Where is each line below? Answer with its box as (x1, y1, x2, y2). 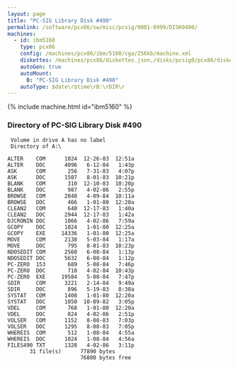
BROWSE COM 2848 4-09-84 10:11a (7, 193, 135, 200)
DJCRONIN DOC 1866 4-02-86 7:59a (7, 217, 135, 224)
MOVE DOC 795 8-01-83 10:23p (7, 242, 135, 249)
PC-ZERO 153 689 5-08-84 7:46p (7, 261, 135, 268)
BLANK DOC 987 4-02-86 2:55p (7, 186, 135, 193)
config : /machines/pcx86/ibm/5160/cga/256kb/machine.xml (20, 50, 192, 58)
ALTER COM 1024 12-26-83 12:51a (7, 155, 135, 162)
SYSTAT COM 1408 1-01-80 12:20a (7, 292, 135, 299)
